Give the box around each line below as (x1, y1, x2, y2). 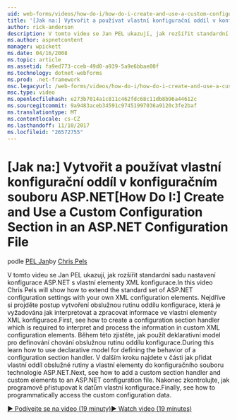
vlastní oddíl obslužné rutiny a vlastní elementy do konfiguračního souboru (7, 361, 224, 369)
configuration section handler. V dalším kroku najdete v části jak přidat (7, 354, 212, 362)
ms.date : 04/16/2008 (7, 50, 68, 57)
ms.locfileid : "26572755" (7, 128, 83, 136)
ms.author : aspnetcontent (7, 37, 83, 44)
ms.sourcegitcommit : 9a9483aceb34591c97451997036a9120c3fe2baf (7, 102, 197, 109)
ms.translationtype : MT (7, 109, 78, 116)
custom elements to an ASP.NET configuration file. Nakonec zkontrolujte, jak (7, 376, 230, 385)
